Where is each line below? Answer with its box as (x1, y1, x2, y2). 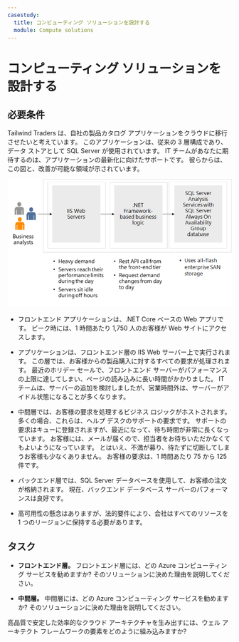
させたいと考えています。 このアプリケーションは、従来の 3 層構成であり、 (7, 138, 228, 146)
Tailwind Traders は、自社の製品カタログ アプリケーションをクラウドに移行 (7, 129, 228, 138)
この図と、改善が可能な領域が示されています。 (7, 165, 144, 173)
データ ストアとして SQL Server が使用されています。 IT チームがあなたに (7, 147, 223, 155)
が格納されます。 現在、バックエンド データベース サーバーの (17, 485, 197, 493)
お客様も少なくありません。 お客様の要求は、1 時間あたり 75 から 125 (23, 452, 228, 460)
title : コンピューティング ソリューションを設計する (14, 19, 151, 26)
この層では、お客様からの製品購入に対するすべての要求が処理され (31, 356, 224, 365)
